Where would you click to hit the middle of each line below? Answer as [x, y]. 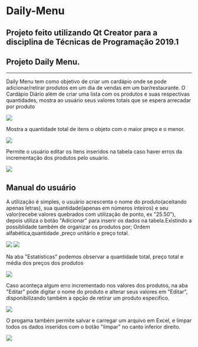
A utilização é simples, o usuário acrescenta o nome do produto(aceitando [96, 202]
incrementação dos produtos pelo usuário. [58, 158]
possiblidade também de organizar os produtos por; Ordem [78, 227]
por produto [21, 107]
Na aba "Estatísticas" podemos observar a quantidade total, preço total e [95, 257]
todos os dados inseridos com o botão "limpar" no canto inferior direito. [93, 327]
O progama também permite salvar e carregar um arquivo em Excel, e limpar [99, 320]
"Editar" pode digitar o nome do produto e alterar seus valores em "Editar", [97, 292]
